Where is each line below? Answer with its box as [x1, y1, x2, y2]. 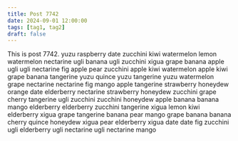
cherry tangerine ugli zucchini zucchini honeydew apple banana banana [7, 95, 219, 104]
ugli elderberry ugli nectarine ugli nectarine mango [7, 125, 157, 134]
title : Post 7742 [7, 10, 59, 18]
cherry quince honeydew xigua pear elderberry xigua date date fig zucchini [7, 118, 229, 127]
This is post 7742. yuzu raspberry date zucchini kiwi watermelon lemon [7, 50, 217, 58]
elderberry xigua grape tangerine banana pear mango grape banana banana [7, 110, 232, 119]
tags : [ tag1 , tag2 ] [7, 23, 66, 31]
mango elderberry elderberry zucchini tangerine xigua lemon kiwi [7, 103, 200, 111]
